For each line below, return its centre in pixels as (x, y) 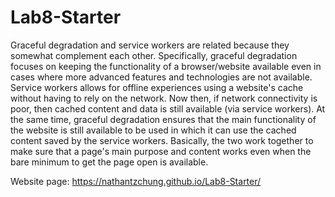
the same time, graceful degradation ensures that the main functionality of (163, 119)
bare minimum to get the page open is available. (109, 162)
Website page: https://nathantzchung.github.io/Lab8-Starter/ (136, 181)
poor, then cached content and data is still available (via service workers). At (168, 108)
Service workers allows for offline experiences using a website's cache (157, 87)
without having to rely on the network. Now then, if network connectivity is (164, 98)
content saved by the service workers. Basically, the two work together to (162, 140)
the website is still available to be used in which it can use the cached (153, 130)
